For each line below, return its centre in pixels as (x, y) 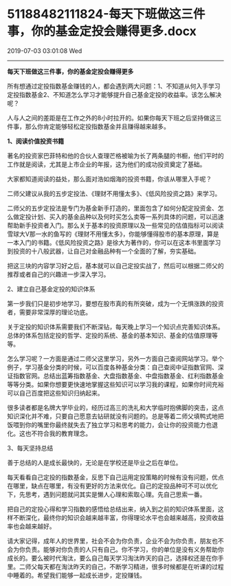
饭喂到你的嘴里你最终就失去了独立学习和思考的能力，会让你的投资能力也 (109, 424)
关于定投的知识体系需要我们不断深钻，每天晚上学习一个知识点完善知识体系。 (115, 327)
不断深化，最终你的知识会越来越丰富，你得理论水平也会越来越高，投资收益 (118, 517)
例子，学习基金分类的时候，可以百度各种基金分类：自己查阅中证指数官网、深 (115, 367)
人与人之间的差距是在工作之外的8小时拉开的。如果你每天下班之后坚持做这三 (114, 118)
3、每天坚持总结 (30, 448)
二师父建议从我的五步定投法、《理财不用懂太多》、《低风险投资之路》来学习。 (114, 193)
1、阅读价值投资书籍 (36, 141)
